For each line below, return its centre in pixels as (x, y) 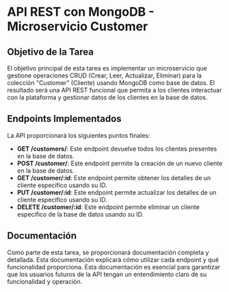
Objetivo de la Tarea (51, 52)
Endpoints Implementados (64, 119)
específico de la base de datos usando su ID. (80, 214)
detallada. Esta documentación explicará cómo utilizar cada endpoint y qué (113, 259)
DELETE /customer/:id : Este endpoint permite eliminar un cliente (108, 207)
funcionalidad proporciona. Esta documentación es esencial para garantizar (114, 267)
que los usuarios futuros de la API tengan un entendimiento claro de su (107, 274)
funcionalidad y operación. (45, 281)
